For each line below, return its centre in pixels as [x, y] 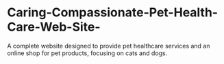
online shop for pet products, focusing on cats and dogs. [87, 53]
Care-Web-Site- [54, 27]
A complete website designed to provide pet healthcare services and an [109, 46]
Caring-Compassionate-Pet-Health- [112, 13]
